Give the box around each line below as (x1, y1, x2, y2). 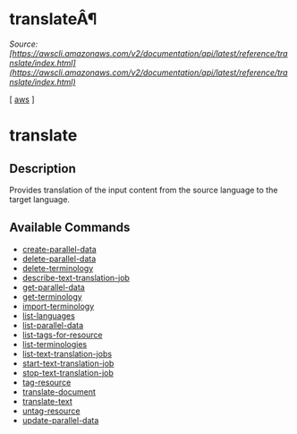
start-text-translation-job (21, 358, 115, 369)
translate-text (21, 396, 73, 406)
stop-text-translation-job (21, 367, 115, 378)
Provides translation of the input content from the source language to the (9, 184, 278, 195)
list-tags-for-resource (21, 329, 103, 340)
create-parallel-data (21, 243, 97, 254)
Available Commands (9, 220, 131, 235)
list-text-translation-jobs (21, 348, 113, 359)
